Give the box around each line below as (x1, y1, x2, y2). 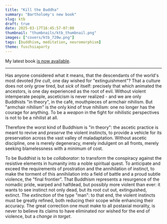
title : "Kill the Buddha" (5, 7, 59, 12)
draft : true (5, 21, 30, 26)
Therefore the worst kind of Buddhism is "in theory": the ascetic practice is (5, 124, 159, 130)
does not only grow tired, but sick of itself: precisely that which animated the (5, 83, 163, 89)
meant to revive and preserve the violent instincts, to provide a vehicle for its (5, 129, 162, 135)
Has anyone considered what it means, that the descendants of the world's (5, 72, 159, 78)
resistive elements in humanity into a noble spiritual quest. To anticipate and (5, 160, 161, 166)
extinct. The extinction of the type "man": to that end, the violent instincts (5, 192, 156, 198)
